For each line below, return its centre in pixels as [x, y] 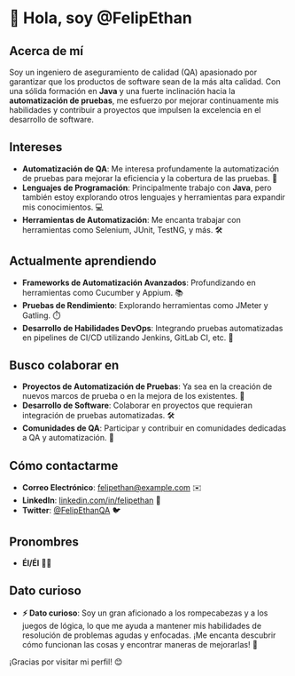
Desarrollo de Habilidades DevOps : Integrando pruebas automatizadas [152, 328]
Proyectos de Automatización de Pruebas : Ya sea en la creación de [147, 386]
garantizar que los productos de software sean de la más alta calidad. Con [145, 82]
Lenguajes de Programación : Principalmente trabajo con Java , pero [147, 187]
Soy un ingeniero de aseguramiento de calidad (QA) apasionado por [133, 72]
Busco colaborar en [64, 366]
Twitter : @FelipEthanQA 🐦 [71, 511]
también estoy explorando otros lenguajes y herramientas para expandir [154, 197]
